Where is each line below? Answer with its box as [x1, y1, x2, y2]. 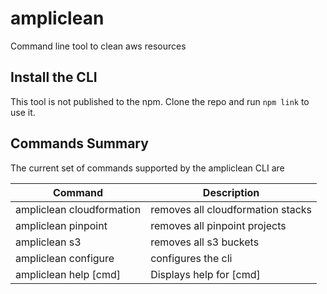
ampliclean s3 [15, 235, 82, 249]
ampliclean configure [15, 251, 115, 265]
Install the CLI [10, 69, 98, 86]
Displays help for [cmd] [150, 267, 261, 281]
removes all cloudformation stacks [150, 202, 313, 216]
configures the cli [150, 251, 233, 265]
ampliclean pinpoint [15, 218, 108, 232]
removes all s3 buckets [150, 235, 260, 249]
